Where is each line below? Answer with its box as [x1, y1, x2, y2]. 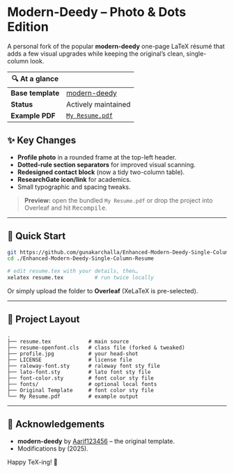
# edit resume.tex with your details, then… [7, 267, 139, 275]
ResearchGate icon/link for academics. [17, 175, 132, 183]
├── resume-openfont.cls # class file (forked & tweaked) [7, 344, 186, 351]
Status [10, 99, 33, 109]
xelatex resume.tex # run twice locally [7, 274, 155, 281]
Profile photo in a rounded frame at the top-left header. [17, 153, 177, 161]
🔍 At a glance [11, 74, 59, 84]
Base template [10, 88, 60, 98]
